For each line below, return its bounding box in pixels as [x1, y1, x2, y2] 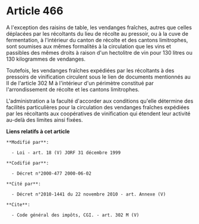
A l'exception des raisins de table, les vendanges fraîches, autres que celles [6, 24, 192, 31]
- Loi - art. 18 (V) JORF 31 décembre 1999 [11, 150, 121, 156]
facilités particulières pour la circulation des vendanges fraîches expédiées [6, 103, 190, 111]
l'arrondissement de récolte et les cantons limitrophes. [6, 86, 140, 93]
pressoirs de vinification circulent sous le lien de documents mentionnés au [6, 73, 191, 80]
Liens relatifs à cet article [6, 128, 70, 135]
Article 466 [6, 4, 64, 18]
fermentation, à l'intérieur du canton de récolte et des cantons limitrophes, [6, 36, 188, 43]
